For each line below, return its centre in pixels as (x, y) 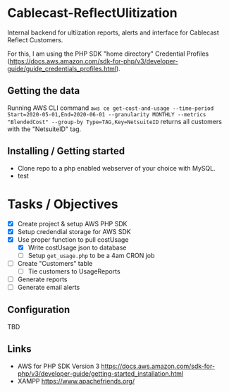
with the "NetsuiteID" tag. (44, 129)
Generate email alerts (49, 287)
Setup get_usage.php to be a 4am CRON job (91, 255)
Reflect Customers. (35, 39)
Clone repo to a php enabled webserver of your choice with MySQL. (117, 168)
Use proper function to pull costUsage (73, 239)
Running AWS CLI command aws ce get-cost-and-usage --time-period (111, 108)
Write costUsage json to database (77, 247)
